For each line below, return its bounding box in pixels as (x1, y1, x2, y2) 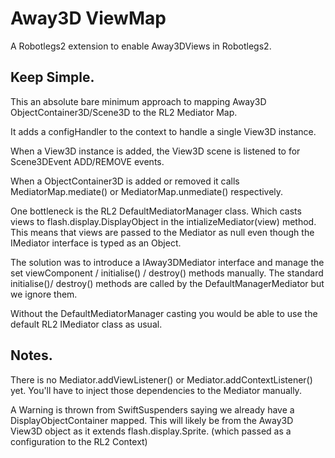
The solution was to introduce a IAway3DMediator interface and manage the (10, 256, 325, 268)
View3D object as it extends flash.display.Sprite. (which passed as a (10, 425, 292, 437)
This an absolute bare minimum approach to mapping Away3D (10, 95, 267, 107)
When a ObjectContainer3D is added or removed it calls (10, 175, 240, 187)
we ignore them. (10, 288, 78, 300)
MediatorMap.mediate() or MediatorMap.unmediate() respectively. (10, 185, 284, 197)
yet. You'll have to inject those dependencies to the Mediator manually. (10, 384, 302, 396)
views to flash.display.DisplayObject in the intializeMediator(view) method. (10, 215, 317, 227)
